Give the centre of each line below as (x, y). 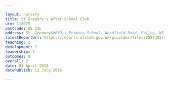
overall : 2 (17, 61)
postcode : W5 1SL (24, 28)
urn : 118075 (18, 24)
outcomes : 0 (18, 56)
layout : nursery (22, 14)
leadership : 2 (20, 52)
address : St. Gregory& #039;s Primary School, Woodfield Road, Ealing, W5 (85, 33)
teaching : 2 (18, 42)
